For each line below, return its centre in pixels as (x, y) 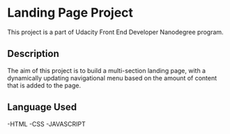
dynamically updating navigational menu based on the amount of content (112, 78)
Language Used (42, 107)
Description (33, 54)
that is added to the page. (44, 85)
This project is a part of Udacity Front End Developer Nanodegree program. (116, 32)
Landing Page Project (70, 13)
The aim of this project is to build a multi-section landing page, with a (107, 70)
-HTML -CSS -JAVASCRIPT (46, 124)
